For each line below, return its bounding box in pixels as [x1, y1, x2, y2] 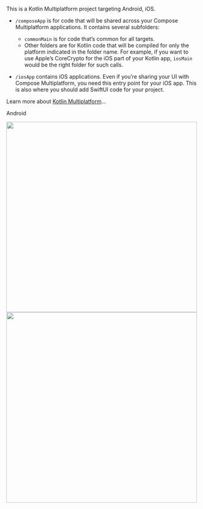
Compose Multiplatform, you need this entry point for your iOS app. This [15, 79, 197, 87]
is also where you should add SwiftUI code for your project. [15, 86, 165, 93]
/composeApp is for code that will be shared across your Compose [15, 17, 179, 24]
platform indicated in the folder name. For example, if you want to [24, 48, 189, 55]
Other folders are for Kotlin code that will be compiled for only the [24, 42, 190, 49]
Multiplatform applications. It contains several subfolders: [15, 24, 160, 30]
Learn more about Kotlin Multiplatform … [6, 98, 107, 105]
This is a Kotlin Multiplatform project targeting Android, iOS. [6, 5, 155, 12]
